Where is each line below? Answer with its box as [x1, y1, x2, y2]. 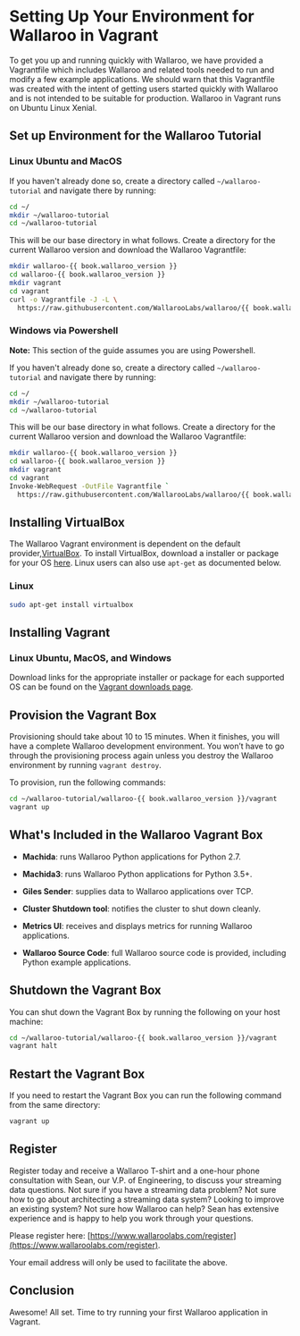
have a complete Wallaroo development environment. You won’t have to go [9, 740, 285, 752]
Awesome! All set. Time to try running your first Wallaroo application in [9, 1306, 269, 1317]
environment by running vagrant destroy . [9, 760, 162, 771]
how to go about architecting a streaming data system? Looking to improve [9, 1194, 285, 1205]
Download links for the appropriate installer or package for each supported [9, 672, 285, 683]
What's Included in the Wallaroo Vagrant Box [9, 827, 263, 842]
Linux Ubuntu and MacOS [9, 155, 122, 167]
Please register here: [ [9, 1230, 91, 1240]
